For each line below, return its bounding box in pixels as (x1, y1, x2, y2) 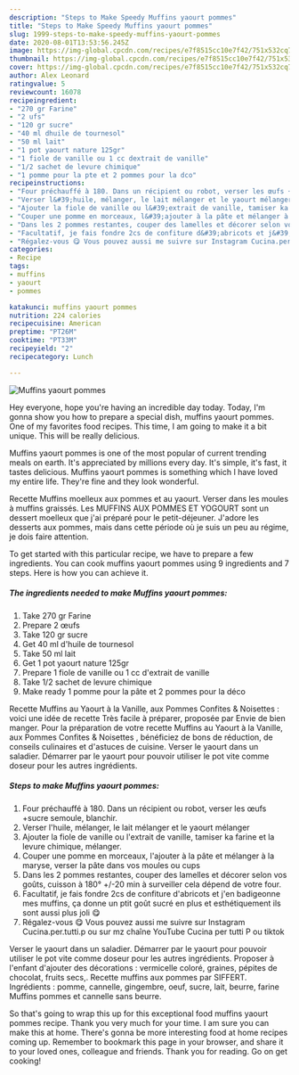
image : (9, 46, 34, 55)
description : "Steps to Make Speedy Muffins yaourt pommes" (9, 12, 238, 22)
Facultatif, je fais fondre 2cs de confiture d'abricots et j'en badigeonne (21, 888, 281, 899)
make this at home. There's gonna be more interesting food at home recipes (9, 1027, 288, 1038)
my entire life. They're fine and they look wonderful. (9, 476, 199, 487)
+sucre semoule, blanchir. (21, 812, 118, 823)
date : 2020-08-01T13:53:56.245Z (9, 37, 129, 47)
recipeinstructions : (9, 179, 86, 188)
